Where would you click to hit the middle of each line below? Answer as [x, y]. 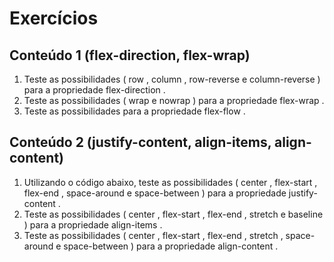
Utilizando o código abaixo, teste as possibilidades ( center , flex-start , [170, 182]
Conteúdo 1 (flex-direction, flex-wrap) [130, 55]
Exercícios [54, 18]
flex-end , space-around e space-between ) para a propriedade [155, 193]
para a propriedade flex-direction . [94, 90]
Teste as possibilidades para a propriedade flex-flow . [134, 111]
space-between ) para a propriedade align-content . [171, 246]
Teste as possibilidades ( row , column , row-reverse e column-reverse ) [172, 79]
